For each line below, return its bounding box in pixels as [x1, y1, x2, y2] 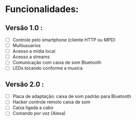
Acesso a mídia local [12, 48, 56, 54]
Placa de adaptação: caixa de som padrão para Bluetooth [12, 93, 131, 99]
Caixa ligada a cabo [12, 104, 54, 111]
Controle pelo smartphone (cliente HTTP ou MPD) [12, 37, 116, 43]
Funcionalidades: [5, 4, 79, 15]
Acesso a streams [12, 54, 50, 60]
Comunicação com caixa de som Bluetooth [12, 59, 102, 66]
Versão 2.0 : [5, 80, 44, 88]
